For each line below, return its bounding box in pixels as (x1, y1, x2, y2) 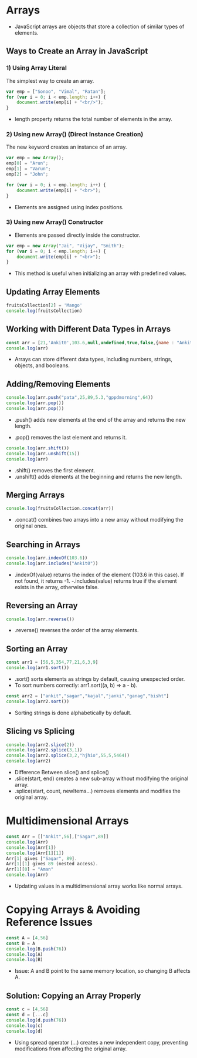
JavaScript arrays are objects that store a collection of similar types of (14, 23, 185, 30)
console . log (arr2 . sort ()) (6, 698, 69, 704)
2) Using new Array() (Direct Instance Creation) (6, 130, 144, 139)
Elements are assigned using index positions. (14, 203, 124, 210)
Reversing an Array (6, 600, 78, 611)
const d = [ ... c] (6, 1012, 49, 1018)
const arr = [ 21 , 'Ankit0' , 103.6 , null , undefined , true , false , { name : (6, 340, 175, 345)
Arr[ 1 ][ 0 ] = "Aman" (6, 866, 54, 872)
